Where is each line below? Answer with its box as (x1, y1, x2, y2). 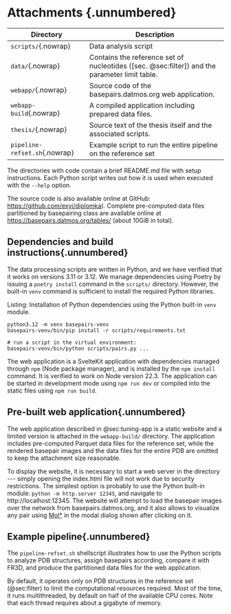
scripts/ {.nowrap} (10, 41, 71, 51)
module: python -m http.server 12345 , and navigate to (7, 489, 162, 497)
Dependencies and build (7, 236, 114, 248)
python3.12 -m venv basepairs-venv (7, 321, 109, 328)
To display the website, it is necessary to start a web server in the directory (7, 467, 220, 475)
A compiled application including (89, 100, 195, 110)
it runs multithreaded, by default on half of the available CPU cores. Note (7, 591, 213, 600)
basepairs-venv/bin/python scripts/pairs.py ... (7, 345, 149, 352)
